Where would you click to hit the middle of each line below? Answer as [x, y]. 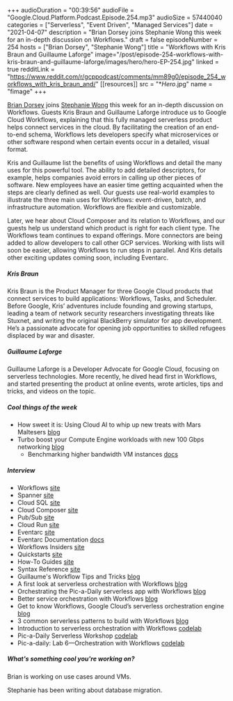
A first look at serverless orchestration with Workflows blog [102, 583]
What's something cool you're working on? [71, 659]
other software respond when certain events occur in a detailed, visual [109, 142]
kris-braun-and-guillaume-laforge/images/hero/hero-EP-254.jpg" [101, 62]
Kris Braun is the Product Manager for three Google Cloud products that [110, 291]
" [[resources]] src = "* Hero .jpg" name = [154, 84]
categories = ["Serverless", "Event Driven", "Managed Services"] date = [110, 25]
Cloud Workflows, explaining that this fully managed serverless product [110, 120]
